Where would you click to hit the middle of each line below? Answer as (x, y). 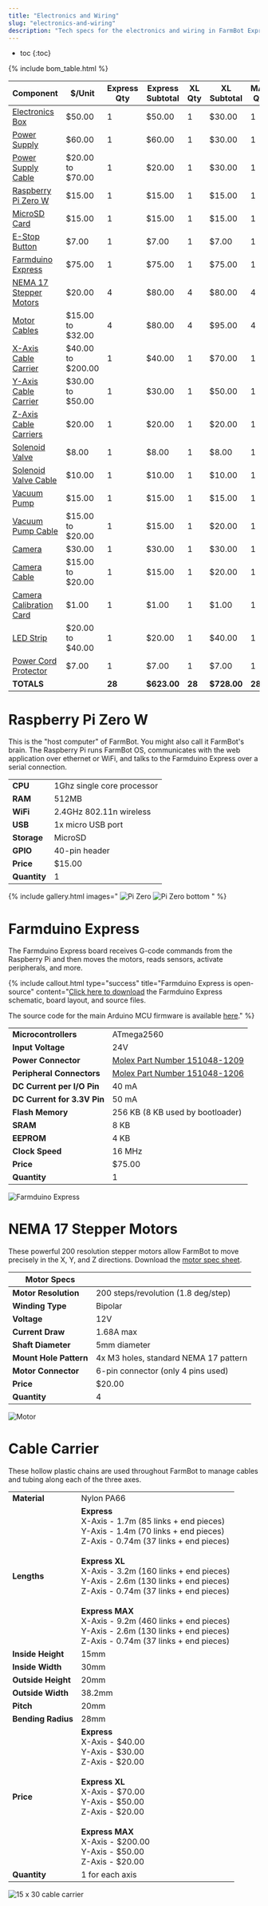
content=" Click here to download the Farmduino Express (129, 992)
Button (25, 247)
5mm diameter (123, 1345)
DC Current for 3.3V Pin (59, 1099)
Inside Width (37, 1667)
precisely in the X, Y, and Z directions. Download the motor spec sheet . (125, 1260)
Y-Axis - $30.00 (113, 1752)
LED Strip (30, 638)
